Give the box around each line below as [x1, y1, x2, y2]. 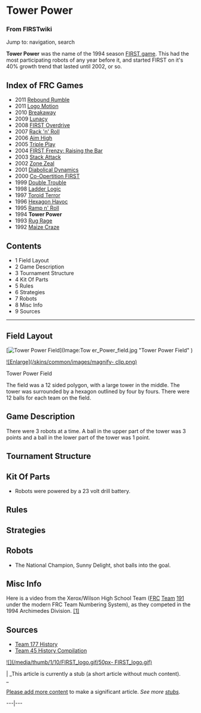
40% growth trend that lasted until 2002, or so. [6, 63, 123, 70]
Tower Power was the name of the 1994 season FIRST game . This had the [6, 50, 190, 58]
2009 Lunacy [14, 115, 48, 123]
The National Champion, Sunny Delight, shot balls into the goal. [14, 561, 171, 569]
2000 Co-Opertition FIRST [14, 173, 80, 180]
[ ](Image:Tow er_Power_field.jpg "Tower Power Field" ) [6, 346, 193, 354]
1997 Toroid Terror [14, 192, 61, 199]
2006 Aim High [14, 134, 53, 141]
